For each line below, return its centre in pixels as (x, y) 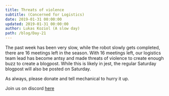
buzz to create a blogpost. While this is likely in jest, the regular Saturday (81, 64)
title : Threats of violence (35, 10)
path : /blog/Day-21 (26, 33)
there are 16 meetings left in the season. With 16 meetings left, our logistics (83, 53)
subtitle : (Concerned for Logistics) (45, 15)
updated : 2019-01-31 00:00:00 (37, 24)
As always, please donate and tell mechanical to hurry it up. (67, 79)
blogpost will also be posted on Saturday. (48, 69)
